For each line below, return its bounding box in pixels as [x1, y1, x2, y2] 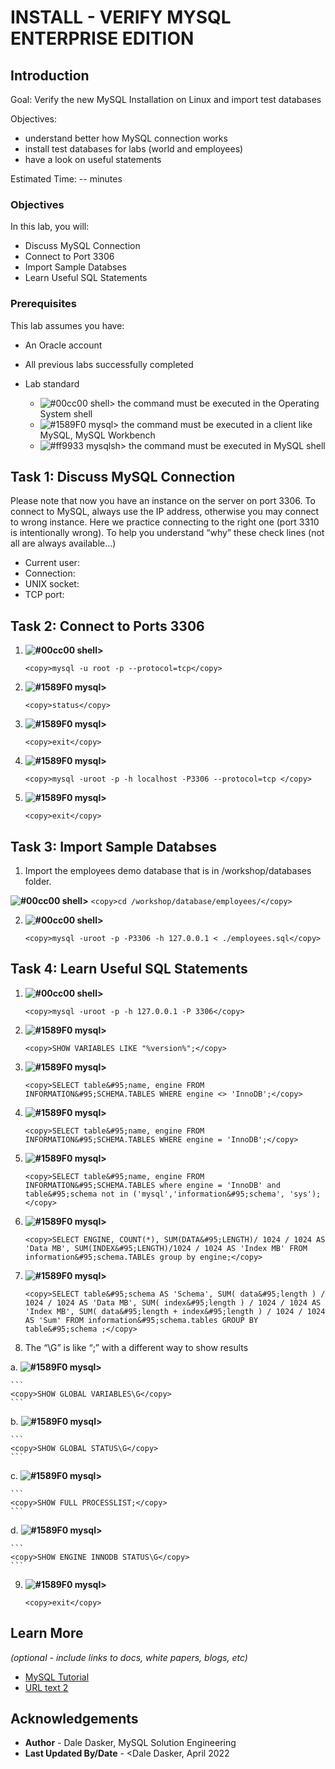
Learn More [10, 1625, 84, 1642]
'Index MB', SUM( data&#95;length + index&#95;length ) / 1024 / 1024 [24, 1306, 326, 1316]
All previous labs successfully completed [24, 358, 194, 370]
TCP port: [24, 589, 65, 601]
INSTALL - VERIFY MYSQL [10, 6, 232, 29]
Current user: [24, 557, 80, 569]
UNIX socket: [24, 578, 80, 590]
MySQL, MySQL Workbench [39, 429, 156, 441]
